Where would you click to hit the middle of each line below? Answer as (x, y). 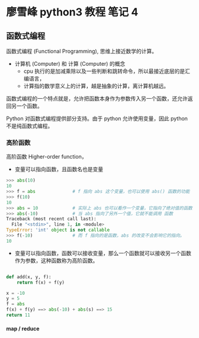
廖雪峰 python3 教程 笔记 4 (72, 12)
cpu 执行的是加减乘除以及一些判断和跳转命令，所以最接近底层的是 (104, 71)
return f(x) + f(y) (41, 282)
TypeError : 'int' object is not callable (58, 230)
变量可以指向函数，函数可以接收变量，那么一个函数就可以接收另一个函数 (103, 253)
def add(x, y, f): (29, 277)
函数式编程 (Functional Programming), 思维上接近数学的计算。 (82, 51)
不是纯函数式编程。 (30, 126)
